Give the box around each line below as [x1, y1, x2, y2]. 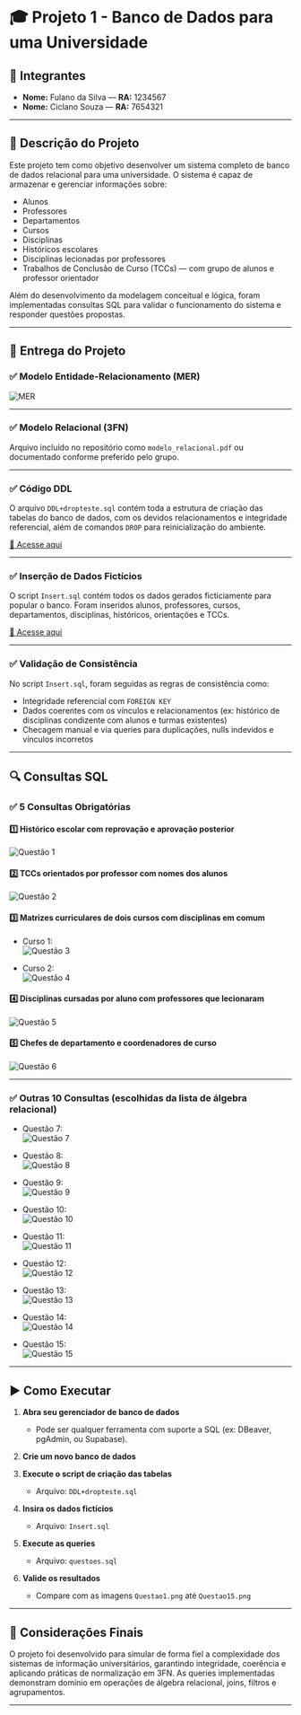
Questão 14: [21, 1312, 67, 1323]
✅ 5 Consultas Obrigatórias [9, 801, 132, 813]
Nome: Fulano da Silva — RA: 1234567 [21, 92, 167, 102]
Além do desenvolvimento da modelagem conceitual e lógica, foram [9, 289, 261, 301]
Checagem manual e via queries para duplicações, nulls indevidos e [21, 724, 274, 734]
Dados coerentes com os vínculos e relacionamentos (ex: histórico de [21, 705, 280, 716]
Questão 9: [21, 1177, 64, 1188]
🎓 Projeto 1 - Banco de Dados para [9, 7, 274, 28]
